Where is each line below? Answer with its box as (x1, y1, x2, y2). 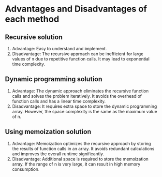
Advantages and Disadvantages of (5, 3, 147, 15)
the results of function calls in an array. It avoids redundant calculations (12, 146, 155, 151)
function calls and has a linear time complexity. (12, 98, 106, 104)
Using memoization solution (5, 128, 91, 136)
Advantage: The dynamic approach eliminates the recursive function (12, 88, 149, 94)
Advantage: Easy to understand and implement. (12, 46, 107, 51)
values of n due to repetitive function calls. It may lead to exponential (12, 56, 150, 61)
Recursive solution (5, 33, 63, 41)
